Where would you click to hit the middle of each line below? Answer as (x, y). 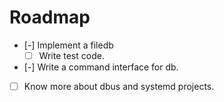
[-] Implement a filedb (68, 45)
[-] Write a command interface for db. (101, 67)
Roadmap (50, 17)
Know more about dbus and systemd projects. (119, 86)
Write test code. (71, 55)
